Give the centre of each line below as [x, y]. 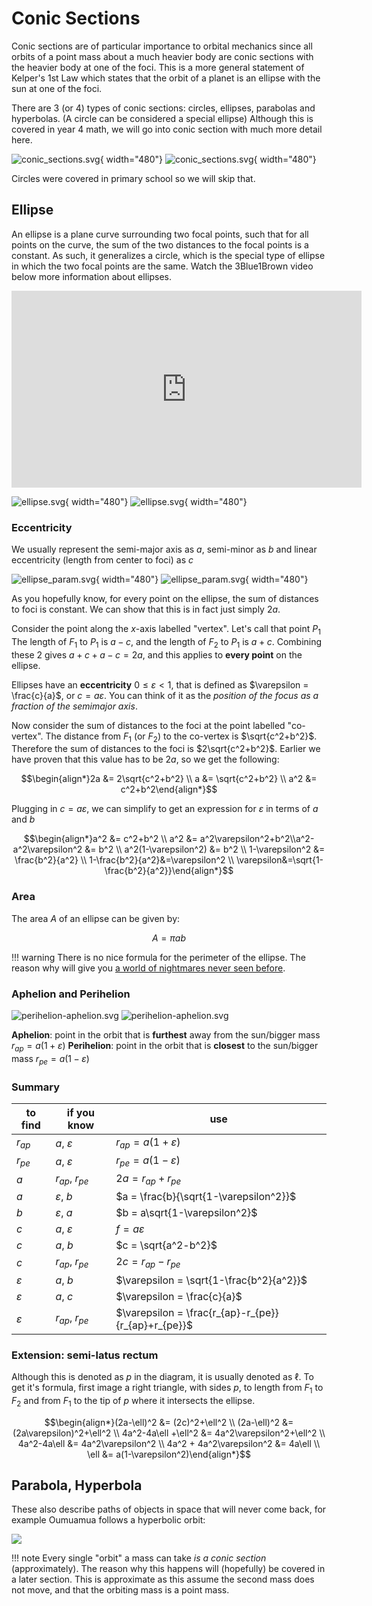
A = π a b [169, 938]
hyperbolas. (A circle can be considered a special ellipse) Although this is [162, 118]
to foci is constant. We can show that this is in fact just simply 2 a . [146, 609]
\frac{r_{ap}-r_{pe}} [232, 1312]
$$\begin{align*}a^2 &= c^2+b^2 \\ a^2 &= [110, 839]
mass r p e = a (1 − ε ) [50, 1059]
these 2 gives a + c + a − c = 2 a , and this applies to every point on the [157, 654]
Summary [36, 1087]
